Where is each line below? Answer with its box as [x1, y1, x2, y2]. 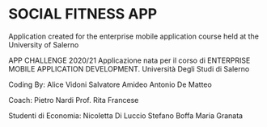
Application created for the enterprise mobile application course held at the [8, 31, 259, 41]
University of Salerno [8, 39, 79, 49]
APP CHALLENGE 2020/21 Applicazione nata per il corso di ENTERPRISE [8, 55, 251, 65]
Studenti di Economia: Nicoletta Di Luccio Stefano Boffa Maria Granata [8, 110, 244, 121]
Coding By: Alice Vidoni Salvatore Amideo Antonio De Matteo [8, 80, 212, 89]
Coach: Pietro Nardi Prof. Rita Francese [8, 95, 139, 104]
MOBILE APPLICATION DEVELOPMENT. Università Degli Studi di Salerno [8, 63, 250, 73]
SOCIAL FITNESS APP [8, 5, 158, 23]
